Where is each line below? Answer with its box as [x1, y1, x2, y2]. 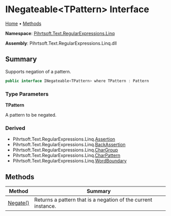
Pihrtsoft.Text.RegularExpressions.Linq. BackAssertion [12, 142, 126, 148]
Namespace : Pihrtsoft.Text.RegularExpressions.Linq [5, 30, 115, 36]
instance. [34, 203, 56, 210]
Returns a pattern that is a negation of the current [34, 196, 153, 203]
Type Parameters [5, 90, 49, 97]
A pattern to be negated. [5, 112, 57, 118]
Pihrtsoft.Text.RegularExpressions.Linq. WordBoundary [12, 158, 127, 164]
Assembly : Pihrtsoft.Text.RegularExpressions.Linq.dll [5, 40, 117, 46]
